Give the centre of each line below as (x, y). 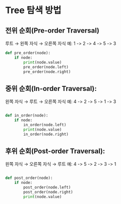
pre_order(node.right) (47, 72)
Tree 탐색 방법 (33, 10)
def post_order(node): (29, 178)
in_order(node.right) (46, 134)
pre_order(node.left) (46, 67)
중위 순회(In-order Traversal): (51, 88)
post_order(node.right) (48, 192)
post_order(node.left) (47, 187)
